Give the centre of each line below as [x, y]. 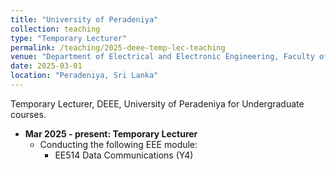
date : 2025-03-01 [46, 66]
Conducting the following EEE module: [118, 144]
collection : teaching [55, 29]
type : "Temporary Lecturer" [69, 38]
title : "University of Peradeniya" [84, 19]
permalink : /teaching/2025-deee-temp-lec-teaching [118, 47]
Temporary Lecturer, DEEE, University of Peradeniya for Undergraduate [157, 103]
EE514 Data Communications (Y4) [124, 155]
